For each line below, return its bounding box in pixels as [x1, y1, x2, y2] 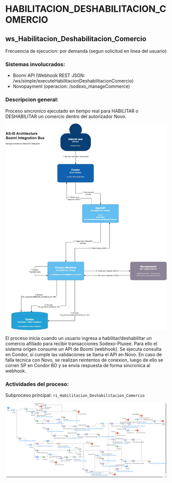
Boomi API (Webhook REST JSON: [12, 72, 85, 78]
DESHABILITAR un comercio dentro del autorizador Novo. [5, 113, 126, 119]
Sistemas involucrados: [5, 61, 66, 68]
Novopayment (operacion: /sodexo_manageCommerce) [12, 83, 131, 90]
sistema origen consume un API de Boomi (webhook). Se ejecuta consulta [5, 346, 162, 352]
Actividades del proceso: [5, 380, 69, 388]
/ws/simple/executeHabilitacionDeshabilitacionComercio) [12, 78, 134, 84]
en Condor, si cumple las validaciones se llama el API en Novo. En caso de [5, 351, 162, 357]
